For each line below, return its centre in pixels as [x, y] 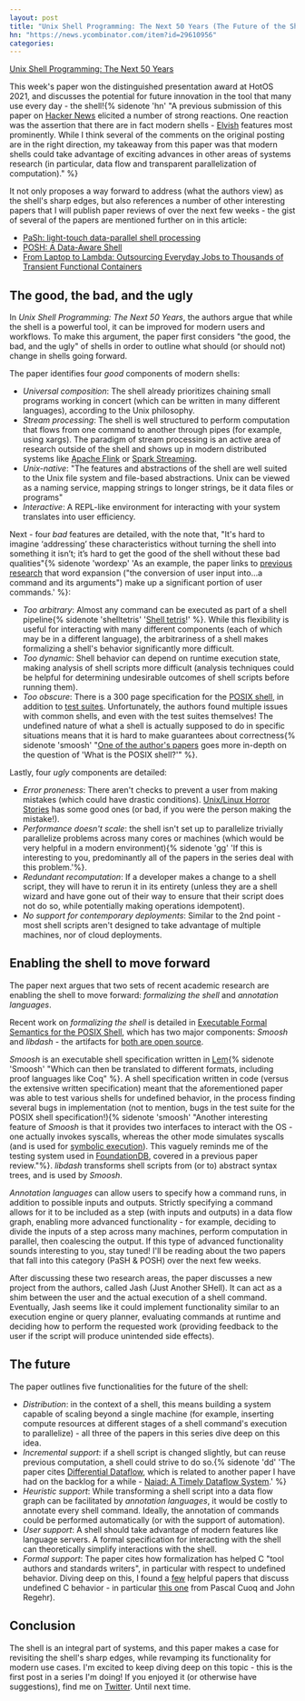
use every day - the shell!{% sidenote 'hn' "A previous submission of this [146, 106]
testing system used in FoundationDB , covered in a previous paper [134, 1156]
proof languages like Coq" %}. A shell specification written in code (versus [149, 1078]
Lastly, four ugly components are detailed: [89, 773]
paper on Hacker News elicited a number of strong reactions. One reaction [149, 115]
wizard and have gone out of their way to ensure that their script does [153, 896]
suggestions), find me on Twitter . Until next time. [100, 1686]
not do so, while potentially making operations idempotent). [133, 906]
